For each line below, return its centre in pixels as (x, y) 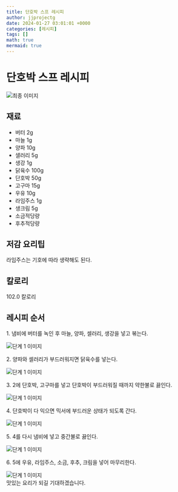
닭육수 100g (29, 170)
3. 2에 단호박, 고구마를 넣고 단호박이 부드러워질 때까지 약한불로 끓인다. (89, 385)
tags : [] (17, 35)
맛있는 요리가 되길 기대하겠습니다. (46, 483)
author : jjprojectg (31, 18)
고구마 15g (28, 185)
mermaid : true (24, 46)
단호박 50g (28, 178)
